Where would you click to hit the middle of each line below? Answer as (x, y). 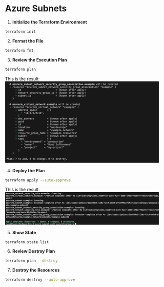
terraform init (20, 31)
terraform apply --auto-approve (38, 180)
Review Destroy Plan (33, 251)
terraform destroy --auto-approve (40, 280)
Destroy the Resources (36, 270)
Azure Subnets (36, 9)
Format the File (28, 41)
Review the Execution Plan (40, 60)
